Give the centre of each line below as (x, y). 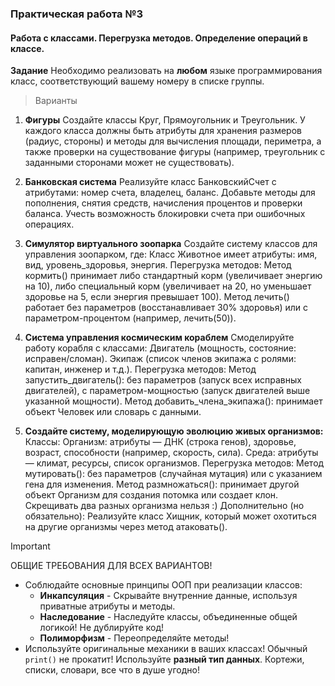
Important (30, 546)
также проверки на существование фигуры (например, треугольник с (175, 152)
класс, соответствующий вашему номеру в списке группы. (137, 81)
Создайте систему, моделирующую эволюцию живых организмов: (174, 431)
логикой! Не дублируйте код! (101, 628)
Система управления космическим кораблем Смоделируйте (159, 338)
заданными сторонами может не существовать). (129, 163)
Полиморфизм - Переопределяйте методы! (134, 638)
